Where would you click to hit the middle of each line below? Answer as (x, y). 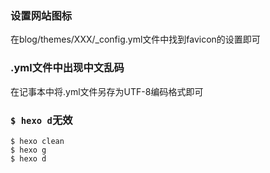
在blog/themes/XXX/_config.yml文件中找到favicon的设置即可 (135, 39)
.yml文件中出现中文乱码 (67, 68)
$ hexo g (28, 150)
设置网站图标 (41, 15)
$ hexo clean (37, 141)
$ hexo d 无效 (41, 120)
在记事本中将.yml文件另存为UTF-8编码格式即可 (107, 91)
